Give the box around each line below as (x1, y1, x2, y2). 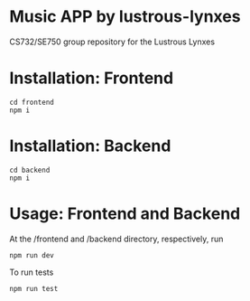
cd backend (9, 165, 51, 174)
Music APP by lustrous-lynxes (9, 6, 241, 27)
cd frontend (9, 98, 54, 107)
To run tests (9, 267, 54, 277)
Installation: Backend (9, 136, 171, 156)
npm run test (9, 284, 59, 293)
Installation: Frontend (9, 68, 174, 89)
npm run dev (9, 250, 54, 259)
